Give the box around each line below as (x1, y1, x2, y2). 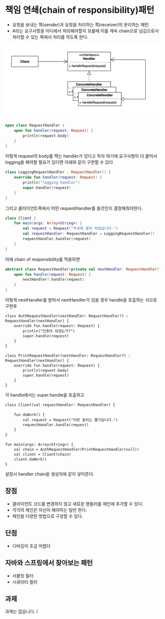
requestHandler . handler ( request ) (23, 237, 91, 242)
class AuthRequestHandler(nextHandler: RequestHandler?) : (5, 313, 129, 319)
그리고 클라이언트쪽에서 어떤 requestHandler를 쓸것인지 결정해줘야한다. (5, 205, 143, 211)
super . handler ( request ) (23, 185, 71, 190)
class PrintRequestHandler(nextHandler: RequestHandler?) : (5, 353, 131, 358)
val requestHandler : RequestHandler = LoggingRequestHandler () (23, 231, 155, 236)
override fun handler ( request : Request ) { (14, 175, 102, 180)
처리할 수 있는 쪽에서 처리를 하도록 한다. (12, 34, 88, 40)
